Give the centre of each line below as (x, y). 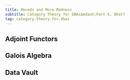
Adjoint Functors (32, 39)
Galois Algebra (29, 56)
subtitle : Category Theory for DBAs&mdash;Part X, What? (65, 14)
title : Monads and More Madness (38, 10)
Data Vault (22, 72)
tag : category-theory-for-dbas (37, 19)
